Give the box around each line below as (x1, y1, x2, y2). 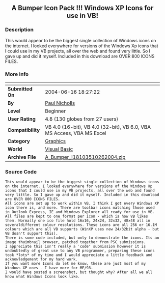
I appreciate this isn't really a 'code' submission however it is (5, 244, 146, 249)
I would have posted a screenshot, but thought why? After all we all (5, 270, 153, 275)
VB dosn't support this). (5, 231, 58, 236)
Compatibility (7, 126, 40, 133)
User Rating (7, 115, 36, 122)
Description (5, 27, 34, 33)
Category (7, 138, 30, 144)
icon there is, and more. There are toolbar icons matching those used (5, 205, 155, 210)
